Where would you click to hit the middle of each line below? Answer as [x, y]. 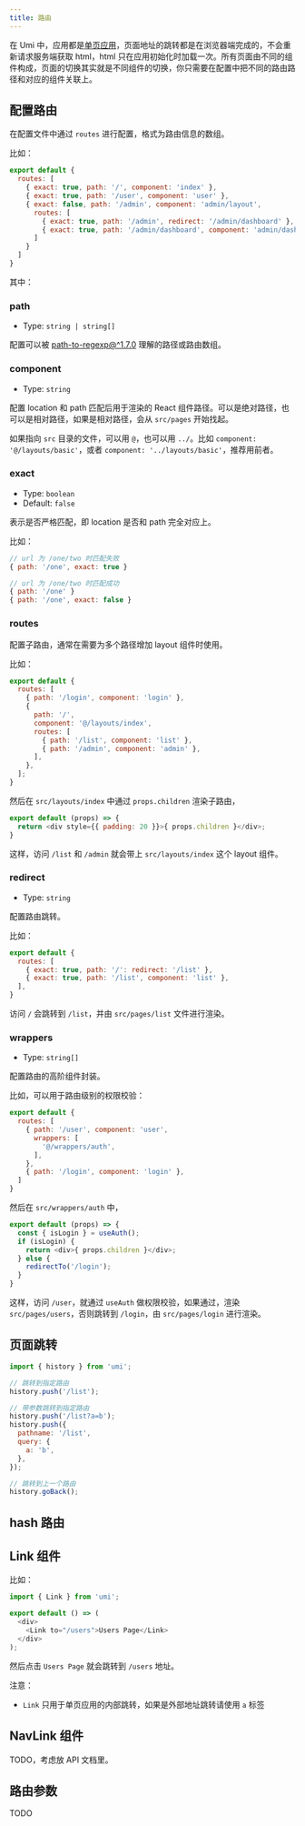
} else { [34, 1259]
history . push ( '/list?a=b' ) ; [63, 1416]
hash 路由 [37, 1523]
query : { [34, 1442]
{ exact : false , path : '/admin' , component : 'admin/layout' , [144, 204]
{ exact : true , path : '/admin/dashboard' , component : [146, 230]
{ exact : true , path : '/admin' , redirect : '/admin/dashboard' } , [168, 221]
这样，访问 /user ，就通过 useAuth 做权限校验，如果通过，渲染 [125, 1302]
